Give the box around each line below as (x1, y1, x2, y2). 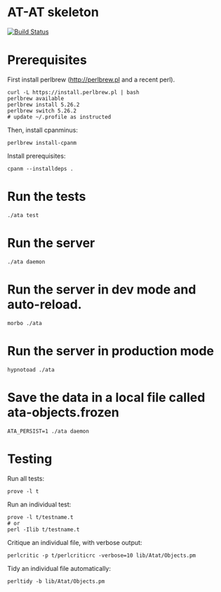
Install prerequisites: (7, 152, 66, 160)
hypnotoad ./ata (7, 366, 55, 373)
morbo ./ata (7, 320, 42, 327)
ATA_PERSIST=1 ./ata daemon (7, 428, 90, 435)
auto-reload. (7, 296, 82, 313)
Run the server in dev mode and (7, 282, 196, 297)
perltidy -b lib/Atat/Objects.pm (7, 577, 105, 585)
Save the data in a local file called (7, 389, 206, 405)
